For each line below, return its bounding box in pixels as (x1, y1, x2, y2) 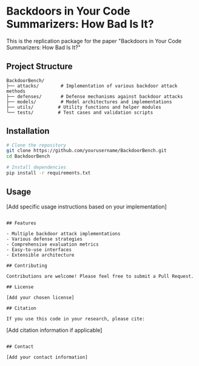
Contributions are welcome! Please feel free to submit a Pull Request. (6, 273, 194, 279)
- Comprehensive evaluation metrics (6, 241, 99, 247)
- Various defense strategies (6, 236, 83, 242)
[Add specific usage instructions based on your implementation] (6, 202, 167, 210)
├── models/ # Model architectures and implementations (6, 98, 172, 105)
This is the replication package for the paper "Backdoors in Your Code (6, 37, 182, 44)
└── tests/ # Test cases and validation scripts (6, 109, 153, 116)
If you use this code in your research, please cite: (6, 316, 146, 322)
